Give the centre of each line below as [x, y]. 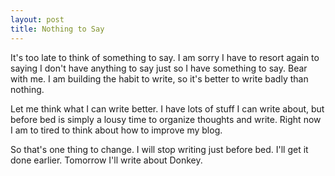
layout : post [37, 19]
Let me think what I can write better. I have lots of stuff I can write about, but [167, 108]
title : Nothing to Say [57, 29]
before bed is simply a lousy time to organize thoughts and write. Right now [166, 119]
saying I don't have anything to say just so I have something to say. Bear [159, 68]
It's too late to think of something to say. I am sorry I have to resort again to [165, 57]
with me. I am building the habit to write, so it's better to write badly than [159, 78]
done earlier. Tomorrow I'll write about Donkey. [106, 160]
